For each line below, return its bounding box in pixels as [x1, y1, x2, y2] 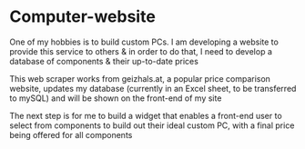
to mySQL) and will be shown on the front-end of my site [9, 93, 222, 104]
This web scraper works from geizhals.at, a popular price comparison [9, 73, 271, 84]
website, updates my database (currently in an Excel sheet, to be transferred [9, 83, 297, 94]
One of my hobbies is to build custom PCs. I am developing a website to [9, 36, 280, 47]
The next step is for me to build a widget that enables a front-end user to [9, 110, 282, 121]
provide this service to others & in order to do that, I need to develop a [9, 45, 273, 56]
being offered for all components [9, 129, 133, 140]
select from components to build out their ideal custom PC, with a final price [9, 120, 295, 131]
